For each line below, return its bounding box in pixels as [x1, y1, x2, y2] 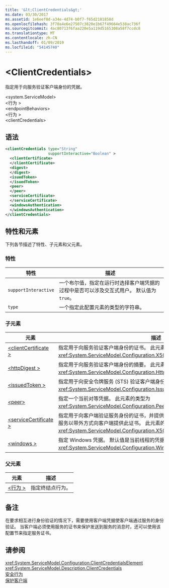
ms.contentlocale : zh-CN [5, 36, 57, 41]
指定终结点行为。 [31, 484, 71, 491]
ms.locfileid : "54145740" [5, 45, 59, 50]
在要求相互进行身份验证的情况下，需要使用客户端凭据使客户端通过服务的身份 [5, 518, 164, 524]
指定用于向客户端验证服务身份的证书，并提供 [58, 412, 164, 419]
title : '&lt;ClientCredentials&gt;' [5, 7, 82, 13]
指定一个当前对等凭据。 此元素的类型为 [58, 395, 150, 402]
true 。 [59, 294, 75, 301]
